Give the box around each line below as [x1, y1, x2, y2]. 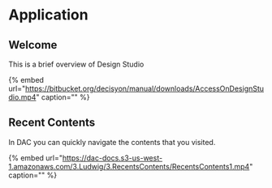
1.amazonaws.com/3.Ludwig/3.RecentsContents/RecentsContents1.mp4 [8, 161, 250, 171]
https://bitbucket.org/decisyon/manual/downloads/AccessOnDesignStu [24, 83, 265, 93]
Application [8, 6, 89, 24]
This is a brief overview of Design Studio [8, 59, 145, 69]
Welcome [8, 38, 58, 52]
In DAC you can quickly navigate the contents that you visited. [8, 137, 216, 147]
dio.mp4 [8, 92, 37, 102]
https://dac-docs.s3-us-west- [62, 152, 163, 163]
